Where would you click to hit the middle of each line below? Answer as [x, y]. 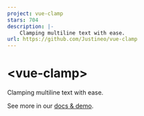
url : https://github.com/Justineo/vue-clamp [72, 39]
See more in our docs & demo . [51, 106]
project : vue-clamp [35, 13]
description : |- [30, 26]
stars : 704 [23, 20]
